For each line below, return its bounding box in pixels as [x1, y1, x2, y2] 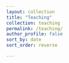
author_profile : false [6, 31, 63, 37]
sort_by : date [6, 37, 42, 43]
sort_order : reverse [6, 43, 58, 49]
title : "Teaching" [6, 14, 52, 20]
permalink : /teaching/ [6, 25, 63, 32]
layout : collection [6, 8, 55, 15]
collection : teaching [6, 20, 61, 26]
